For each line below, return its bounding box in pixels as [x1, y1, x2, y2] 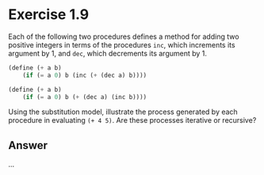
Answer [8, 139, 48, 152]
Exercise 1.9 [8, 6, 90, 24]
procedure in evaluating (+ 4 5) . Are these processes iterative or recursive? [8, 116, 257, 125]
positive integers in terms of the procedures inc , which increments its [8, 40, 235, 49]
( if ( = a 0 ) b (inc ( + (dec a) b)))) [22, 71, 147, 79]
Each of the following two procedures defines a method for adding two [8, 32, 239, 41]
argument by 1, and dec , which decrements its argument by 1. [8, 48, 208, 58]
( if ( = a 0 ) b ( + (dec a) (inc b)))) [22, 93, 147, 101]
